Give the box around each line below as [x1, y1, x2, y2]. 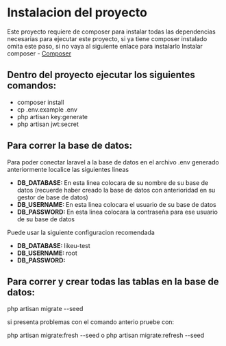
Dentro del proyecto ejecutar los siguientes [7, 69, 195, 81]
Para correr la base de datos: [7, 140, 133, 151]
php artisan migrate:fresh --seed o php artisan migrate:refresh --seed [7, 331, 205, 340]
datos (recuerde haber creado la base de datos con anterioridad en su [16, 186, 216, 194]
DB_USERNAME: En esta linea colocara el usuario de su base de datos [16, 200, 217, 208]
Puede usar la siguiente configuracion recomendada [7, 228, 155, 236]
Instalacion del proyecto [7, 5, 148, 21]
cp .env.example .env [16, 105, 77, 114]
